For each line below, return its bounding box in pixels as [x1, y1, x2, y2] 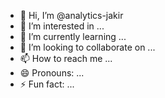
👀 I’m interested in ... [19, 20, 105, 32]
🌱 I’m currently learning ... [19, 31, 127, 42]
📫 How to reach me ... [19, 53, 113, 64]
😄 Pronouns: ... [19, 67, 85, 79]
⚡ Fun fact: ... [19, 78, 75, 90]
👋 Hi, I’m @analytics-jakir [19, 10, 124, 21]
